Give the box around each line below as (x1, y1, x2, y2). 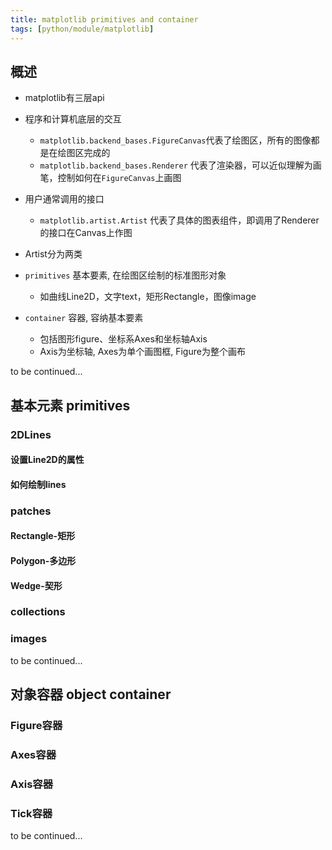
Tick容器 (10, 806, 53, 820)
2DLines (10, 427, 52, 441)
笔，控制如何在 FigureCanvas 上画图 (39, 172, 182, 184)
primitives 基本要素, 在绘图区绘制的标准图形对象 (24, 269, 227, 281)
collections (10, 605, 66, 619)
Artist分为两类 (24, 248, 83, 260)
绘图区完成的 (57, 147, 111, 159)
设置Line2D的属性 (10, 454, 85, 466)
